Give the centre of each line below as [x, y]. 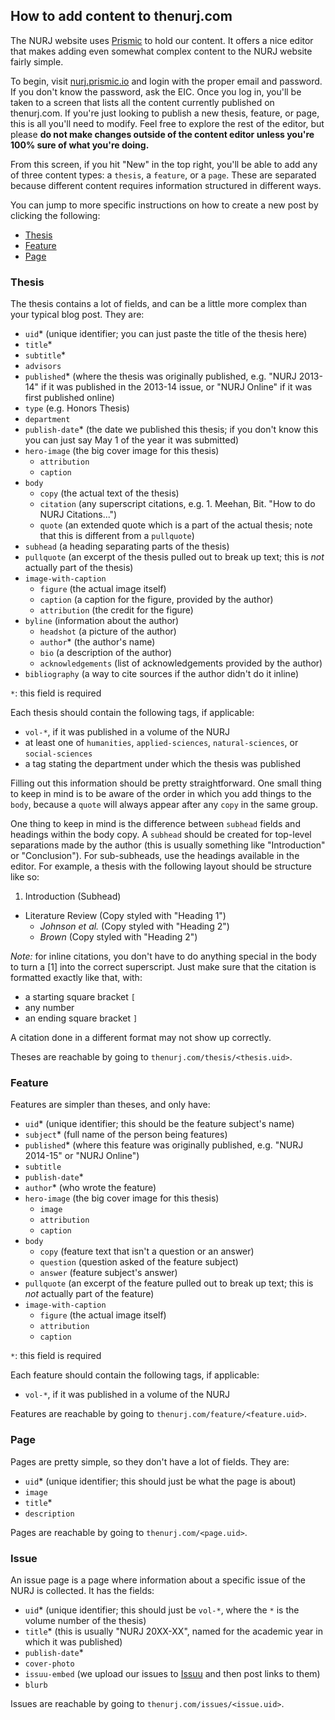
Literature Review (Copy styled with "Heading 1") [125, 916]
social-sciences [58, 754]
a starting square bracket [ [80, 997]
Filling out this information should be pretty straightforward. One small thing [166, 783]
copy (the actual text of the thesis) [109, 493]
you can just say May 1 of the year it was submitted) [132, 440]
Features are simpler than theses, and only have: [110, 1105]
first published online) [69, 398]
